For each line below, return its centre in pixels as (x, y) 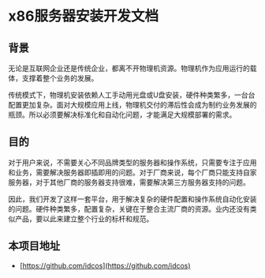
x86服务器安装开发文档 (84, 16)
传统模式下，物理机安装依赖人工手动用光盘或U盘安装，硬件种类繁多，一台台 (132, 95)
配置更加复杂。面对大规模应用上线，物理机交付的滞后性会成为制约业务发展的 (132, 105)
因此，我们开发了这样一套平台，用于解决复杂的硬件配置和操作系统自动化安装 (132, 199)
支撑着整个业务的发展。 (60, 78)
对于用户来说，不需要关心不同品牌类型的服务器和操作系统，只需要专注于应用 (132, 162)
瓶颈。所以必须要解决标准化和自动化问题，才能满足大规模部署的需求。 (122, 115)
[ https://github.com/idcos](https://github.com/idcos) (105, 265)
